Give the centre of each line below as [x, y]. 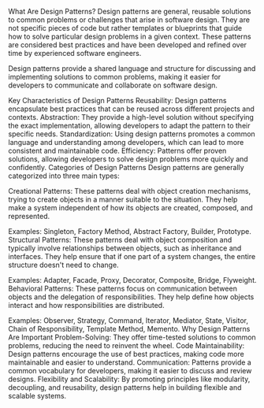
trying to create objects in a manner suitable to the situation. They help [123, 199]
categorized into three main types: [64, 176]
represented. [29, 216]
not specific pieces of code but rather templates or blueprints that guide [125, 28]
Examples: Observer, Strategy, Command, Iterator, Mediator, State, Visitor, [128, 321]
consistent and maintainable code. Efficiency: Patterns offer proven [117, 150]
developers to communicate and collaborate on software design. [113, 85]
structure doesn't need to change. [64, 265]
